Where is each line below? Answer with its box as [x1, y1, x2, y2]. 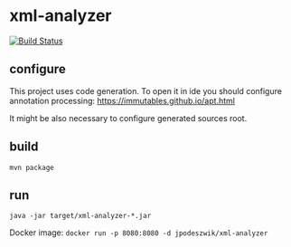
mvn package [9, 163, 54, 172]
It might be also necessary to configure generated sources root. [9, 112, 248, 123]
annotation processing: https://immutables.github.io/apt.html [9, 95, 235, 106]
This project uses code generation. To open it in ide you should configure [9, 85, 283, 96]
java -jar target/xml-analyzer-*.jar [9, 212, 152, 221]
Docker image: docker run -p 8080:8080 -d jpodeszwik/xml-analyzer [9, 227, 268, 238]
